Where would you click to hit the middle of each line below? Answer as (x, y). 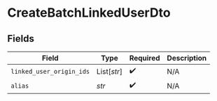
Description (187, 58)
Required (145, 58)
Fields (21, 39)
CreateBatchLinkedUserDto (89, 13)
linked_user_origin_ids (50, 71)
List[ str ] (110, 71)
